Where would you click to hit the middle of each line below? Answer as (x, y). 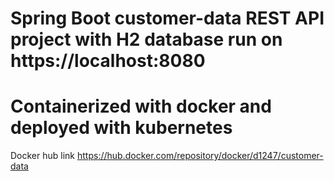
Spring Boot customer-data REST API (167, 18)
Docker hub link (43, 156)
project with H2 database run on (146, 39)
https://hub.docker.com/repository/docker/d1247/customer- (200, 156)
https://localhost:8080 (108, 61)
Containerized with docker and (141, 106)
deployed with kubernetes (121, 128)
